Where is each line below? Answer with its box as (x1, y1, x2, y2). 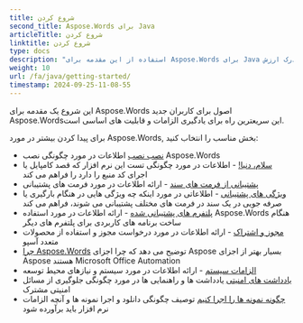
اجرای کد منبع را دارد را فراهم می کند (22, 169, 148, 180)
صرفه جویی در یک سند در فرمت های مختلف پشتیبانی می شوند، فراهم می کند (22, 198, 282, 208)
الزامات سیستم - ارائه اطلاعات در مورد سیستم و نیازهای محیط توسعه (22, 264, 257, 275)
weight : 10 (9, 64, 50, 73)
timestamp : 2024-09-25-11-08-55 (9, 80, 131, 89)
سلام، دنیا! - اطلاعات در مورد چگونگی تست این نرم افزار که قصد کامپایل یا (22, 159, 272, 170)
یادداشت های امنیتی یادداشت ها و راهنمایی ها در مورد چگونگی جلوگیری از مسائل (22, 274, 292, 285)
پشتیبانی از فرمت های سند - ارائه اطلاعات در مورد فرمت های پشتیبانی (22, 178, 259, 189)
